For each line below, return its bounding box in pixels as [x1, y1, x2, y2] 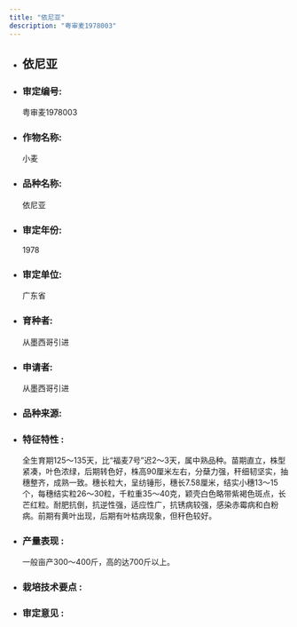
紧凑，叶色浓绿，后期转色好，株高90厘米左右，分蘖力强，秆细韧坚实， [21, 466, 281, 477]
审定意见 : [21, 607, 65, 620]
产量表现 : [21, 535, 65, 547]
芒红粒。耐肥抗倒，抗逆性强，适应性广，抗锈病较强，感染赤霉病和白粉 [21, 499, 279, 511]
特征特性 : [21, 433, 65, 445]
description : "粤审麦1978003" [9, 21, 117, 30]
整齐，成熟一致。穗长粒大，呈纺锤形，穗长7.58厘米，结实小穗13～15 [29, 477, 279, 488]
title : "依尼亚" [9, 12, 66, 22]
